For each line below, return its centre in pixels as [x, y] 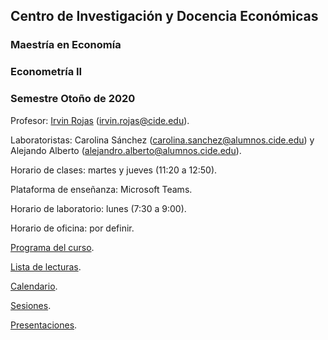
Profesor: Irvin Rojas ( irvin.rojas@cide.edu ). [100, 120]
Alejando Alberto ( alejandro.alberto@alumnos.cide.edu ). [126, 150]
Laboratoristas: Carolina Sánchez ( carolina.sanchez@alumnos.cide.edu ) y [162, 140]
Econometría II [46, 72]
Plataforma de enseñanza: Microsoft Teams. [101, 189]
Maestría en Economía [66, 45]
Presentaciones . [44, 325]
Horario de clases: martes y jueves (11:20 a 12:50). [114, 170]
